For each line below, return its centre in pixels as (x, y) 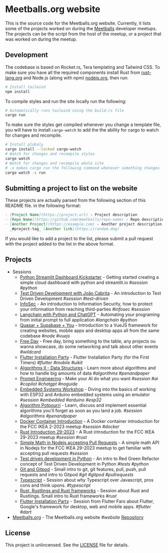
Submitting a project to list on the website (71, 188)
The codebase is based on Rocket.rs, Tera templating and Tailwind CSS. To (82, 67)
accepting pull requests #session (54, 453)
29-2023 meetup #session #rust (53, 437)
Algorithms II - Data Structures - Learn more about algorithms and (88, 368)
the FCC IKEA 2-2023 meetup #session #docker (70, 426)
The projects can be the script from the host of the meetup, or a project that (83, 34)
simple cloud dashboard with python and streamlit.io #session (84, 282)
